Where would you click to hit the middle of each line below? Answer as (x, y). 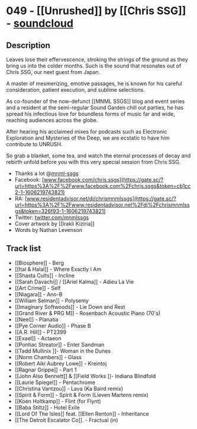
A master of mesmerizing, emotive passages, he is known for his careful (94, 83)
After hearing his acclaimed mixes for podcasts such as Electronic (87, 132)
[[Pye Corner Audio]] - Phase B (53, 325)
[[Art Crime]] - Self (38, 288)
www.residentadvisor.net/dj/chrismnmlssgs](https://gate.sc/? (101, 199)
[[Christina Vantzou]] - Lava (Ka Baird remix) (69, 388)
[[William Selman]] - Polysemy (51, 301)
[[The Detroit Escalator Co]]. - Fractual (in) (66, 420)
